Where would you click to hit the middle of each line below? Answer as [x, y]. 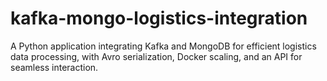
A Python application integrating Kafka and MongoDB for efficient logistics [163, 46]
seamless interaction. [54, 67]
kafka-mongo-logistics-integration [159, 18]
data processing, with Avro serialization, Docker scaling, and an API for [156, 56]
